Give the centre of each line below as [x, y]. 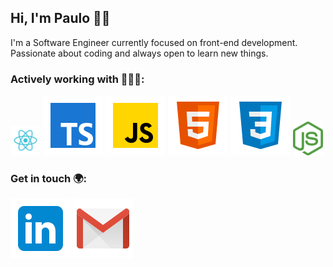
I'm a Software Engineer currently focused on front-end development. [154, 42]
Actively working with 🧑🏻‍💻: [77, 79]
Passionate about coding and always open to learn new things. [139, 53]
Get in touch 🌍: [49, 179]
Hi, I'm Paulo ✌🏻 [60, 18]
